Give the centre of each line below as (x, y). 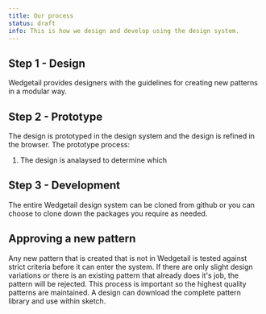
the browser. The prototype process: (69, 145)
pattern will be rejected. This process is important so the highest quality (128, 283)
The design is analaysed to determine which (94, 160)
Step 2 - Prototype (56, 116)
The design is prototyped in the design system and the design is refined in (132, 136)
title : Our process (41, 16)
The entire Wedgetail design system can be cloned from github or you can (132, 205)
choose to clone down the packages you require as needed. (108, 213)
